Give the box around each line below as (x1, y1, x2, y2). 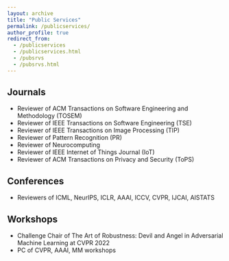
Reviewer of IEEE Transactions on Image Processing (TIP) (16, 126, 180, 134)
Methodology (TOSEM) (16, 112, 82, 120)
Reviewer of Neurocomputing (16, 141, 101, 149)
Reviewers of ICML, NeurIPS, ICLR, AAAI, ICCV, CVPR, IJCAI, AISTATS (16, 193, 215, 202)
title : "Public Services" (7, 16, 81, 23)
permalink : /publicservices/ (7, 23, 91, 29)
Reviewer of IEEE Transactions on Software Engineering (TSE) (16, 119, 192, 127)
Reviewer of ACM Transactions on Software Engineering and (16, 104, 189, 113)
